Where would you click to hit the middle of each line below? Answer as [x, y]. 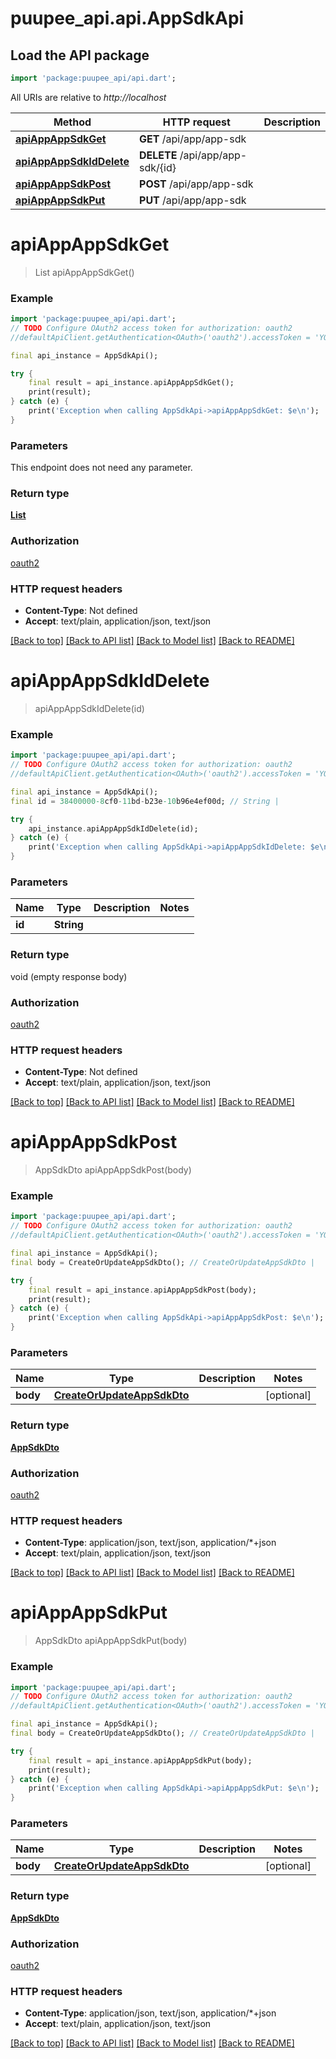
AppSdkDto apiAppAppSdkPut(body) [111, 1641]
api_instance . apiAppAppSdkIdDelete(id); [113, 828]
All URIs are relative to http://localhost [88, 97]
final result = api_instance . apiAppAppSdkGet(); [131, 383]
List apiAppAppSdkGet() [84, 272]
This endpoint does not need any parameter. [101, 468]
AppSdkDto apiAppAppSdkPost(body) [113, 1170]
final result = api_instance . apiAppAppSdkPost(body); [142, 1290]
